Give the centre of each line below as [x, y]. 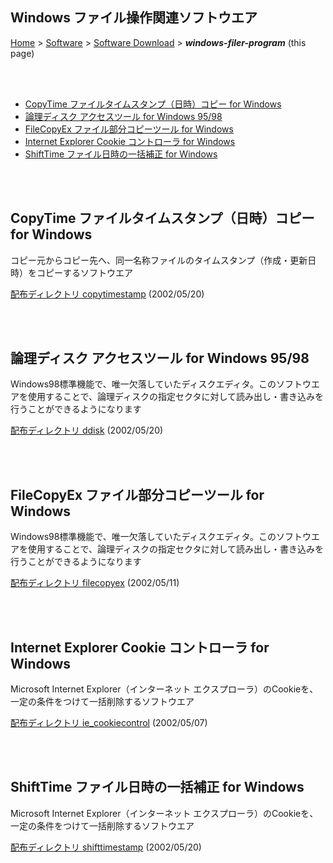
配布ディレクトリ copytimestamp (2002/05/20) [107, 294]
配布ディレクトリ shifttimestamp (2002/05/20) [106, 847]
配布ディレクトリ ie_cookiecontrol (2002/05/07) [109, 723]
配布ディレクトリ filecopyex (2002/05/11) [95, 583]
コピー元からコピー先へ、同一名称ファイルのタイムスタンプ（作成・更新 [159, 260]
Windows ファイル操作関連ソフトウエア [134, 18]
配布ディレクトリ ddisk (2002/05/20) [87, 430]
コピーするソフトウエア [84, 272]
